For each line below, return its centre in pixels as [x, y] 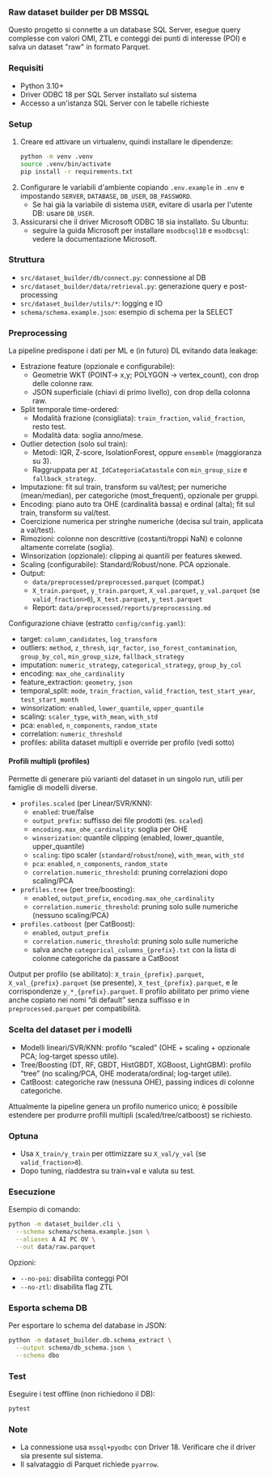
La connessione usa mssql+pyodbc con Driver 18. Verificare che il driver [138, 1447]
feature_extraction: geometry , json [76, 682]
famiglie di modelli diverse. [53, 788]
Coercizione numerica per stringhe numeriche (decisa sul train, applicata [142, 522]
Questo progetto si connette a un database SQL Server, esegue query [125, 30]
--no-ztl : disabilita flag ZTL [66, 1286]
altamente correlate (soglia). [67, 547]
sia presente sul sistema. [61, 1456]
